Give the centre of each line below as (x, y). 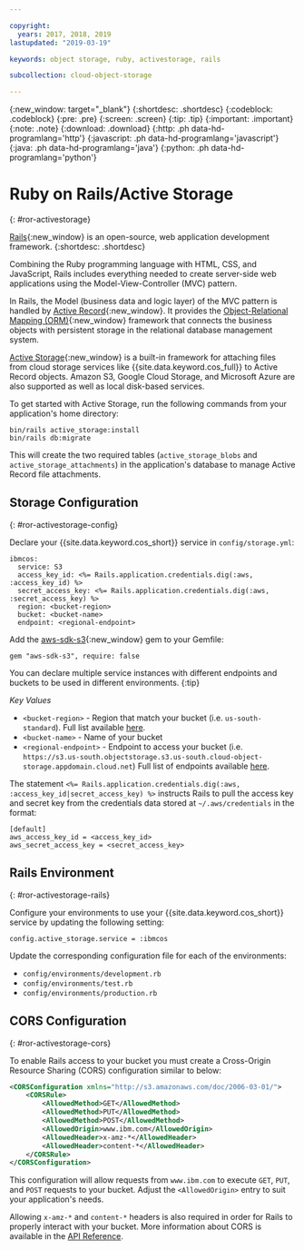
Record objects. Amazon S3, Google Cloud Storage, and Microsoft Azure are (152, 377)
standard (39, 728)
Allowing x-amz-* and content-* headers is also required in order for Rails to (151, 1217)
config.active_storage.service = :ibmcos (89, 938)
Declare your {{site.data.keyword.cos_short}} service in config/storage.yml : (152, 542)
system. (24, 340)
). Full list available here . (101, 727)
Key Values (30, 699)
